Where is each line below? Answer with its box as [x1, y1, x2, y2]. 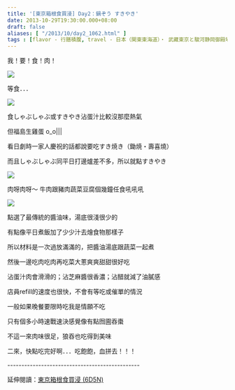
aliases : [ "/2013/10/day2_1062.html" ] [7, 29, 127, 37]
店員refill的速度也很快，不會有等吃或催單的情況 [7, 288, 143, 296]
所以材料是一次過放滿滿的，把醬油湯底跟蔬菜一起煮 [7, 243, 155, 251]
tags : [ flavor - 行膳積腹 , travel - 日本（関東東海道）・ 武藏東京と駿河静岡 [7, 36, 215, 43]
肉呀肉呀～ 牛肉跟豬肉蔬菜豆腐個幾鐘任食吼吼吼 [7, 185, 144, 193]
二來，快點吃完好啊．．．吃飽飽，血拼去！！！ [7, 347, 136, 356]
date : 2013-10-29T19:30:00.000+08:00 [7, 17, 117, 24]
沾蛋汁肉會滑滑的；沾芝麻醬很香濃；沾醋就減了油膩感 [7, 272, 161, 281]
